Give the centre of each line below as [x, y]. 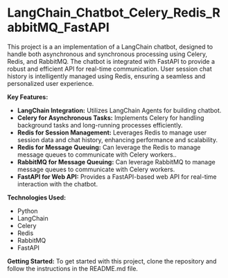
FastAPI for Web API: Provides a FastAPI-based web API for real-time [117, 176]
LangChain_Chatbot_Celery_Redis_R [114, 13]
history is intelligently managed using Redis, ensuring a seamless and [106, 76]
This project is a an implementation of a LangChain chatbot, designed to [110, 46]
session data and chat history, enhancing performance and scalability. [117, 139]
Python [27, 211]
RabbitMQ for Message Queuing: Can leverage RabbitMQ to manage [116, 162]
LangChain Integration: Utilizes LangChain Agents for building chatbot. [119, 110]
